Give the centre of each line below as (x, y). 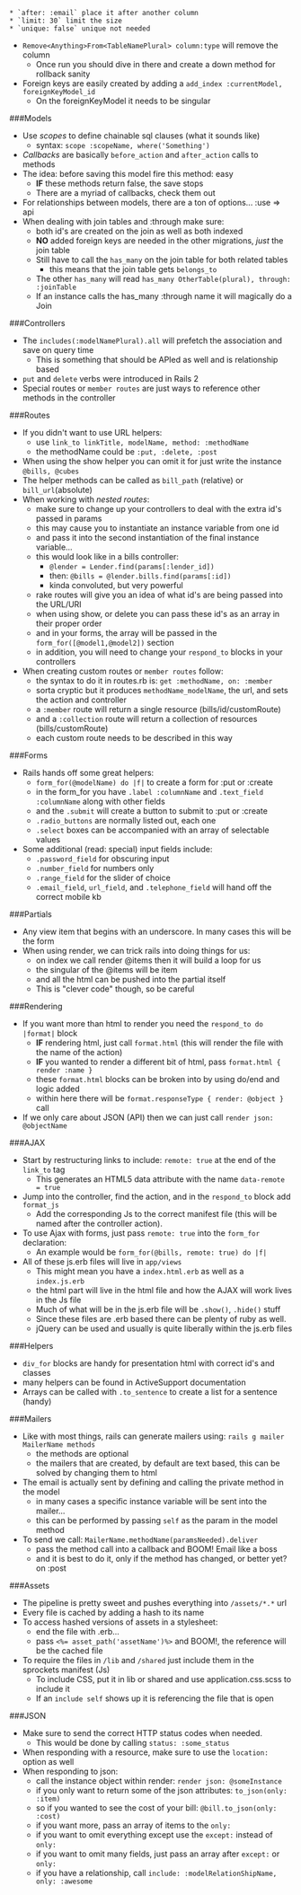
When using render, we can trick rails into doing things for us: (136, 951)
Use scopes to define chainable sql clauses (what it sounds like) (141, 136)
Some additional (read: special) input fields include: (117, 849)
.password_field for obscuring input (102, 859)
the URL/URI (59, 604)
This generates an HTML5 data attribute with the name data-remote (160, 1179)
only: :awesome (64, 1882)
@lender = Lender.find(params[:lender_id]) (132, 567)
